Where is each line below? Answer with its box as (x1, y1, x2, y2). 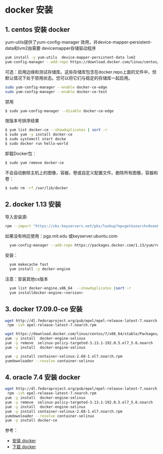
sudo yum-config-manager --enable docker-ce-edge (5, 85, 108, 90)
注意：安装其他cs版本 (5, 276, 49, 282)
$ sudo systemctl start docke (5, 137, 66, 142)
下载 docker (12, 444, 36, 450)
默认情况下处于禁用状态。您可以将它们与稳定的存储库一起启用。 (5, 75, 132, 81)
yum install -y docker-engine (9, 266, 70, 272)
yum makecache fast (9, 262, 49, 267)
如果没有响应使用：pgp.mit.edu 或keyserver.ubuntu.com (5, 233, 118, 239)
